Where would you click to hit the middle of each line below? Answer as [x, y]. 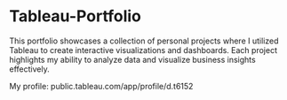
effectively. [30, 69]
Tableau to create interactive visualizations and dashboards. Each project [143, 50]
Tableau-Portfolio [76, 16]
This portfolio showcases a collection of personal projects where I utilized [144, 41]
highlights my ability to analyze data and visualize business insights [132, 59]
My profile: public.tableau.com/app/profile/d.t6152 [101, 86]
